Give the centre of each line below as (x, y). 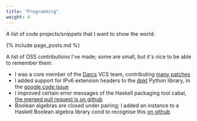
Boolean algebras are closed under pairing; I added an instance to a (97, 105)
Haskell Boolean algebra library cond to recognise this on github (92, 112)
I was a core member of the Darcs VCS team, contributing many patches (102, 74)
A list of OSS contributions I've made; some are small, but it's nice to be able (99, 56)
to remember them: (29, 63)
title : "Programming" (33, 11)
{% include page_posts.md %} (43, 45)
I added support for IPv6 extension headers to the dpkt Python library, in (102, 80)
